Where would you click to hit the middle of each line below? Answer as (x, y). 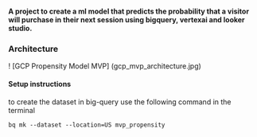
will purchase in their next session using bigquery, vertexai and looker (127, 19)
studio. (20, 28)
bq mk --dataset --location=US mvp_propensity (87, 125)
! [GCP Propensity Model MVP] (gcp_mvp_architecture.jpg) (105, 66)
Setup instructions (40, 84)
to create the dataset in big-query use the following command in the (120, 102)
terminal (22, 111)
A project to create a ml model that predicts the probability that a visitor (128, 11)
